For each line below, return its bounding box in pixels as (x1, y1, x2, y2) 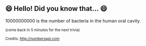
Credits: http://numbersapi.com (5, 36, 60, 41)
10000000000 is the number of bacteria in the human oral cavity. (5, 17, 141, 23)
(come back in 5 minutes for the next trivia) (5, 27, 80, 32)
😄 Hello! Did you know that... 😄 (5, 4, 108, 13)
